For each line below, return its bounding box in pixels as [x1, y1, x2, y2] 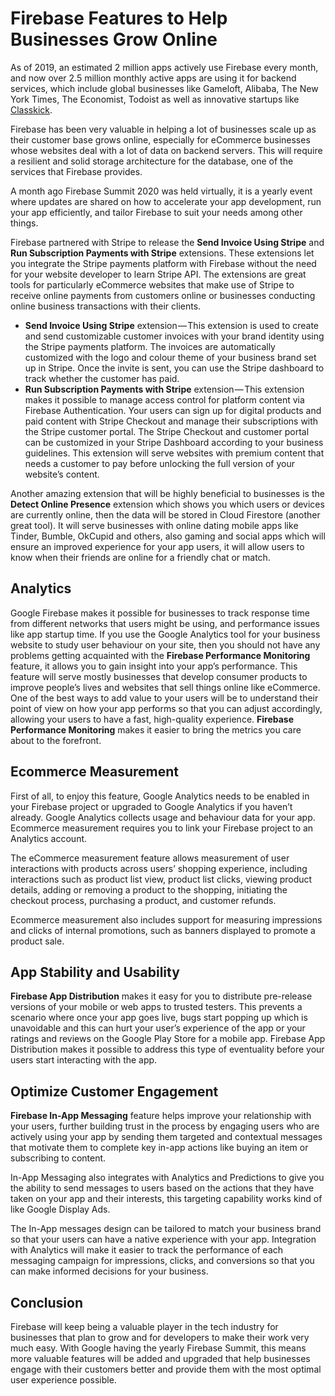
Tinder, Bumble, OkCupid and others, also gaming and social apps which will [10, 530, 326, 542]
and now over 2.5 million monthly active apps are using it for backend [10, 72, 297, 84]
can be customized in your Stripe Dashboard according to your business [24, 436, 324, 448]
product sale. [10, 935, 65, 947]
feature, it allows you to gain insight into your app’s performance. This [10, 660, 298, 672]
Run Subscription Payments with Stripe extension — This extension [24, 383, 305, 395]
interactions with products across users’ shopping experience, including [10, 862, 308, 874]
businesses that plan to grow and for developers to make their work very [10, 1332, 310, 1343]
